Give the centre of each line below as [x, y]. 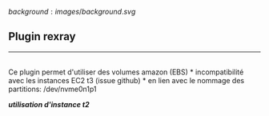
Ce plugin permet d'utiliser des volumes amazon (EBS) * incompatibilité [126, 72]
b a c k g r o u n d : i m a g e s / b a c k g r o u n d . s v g [72, 12]
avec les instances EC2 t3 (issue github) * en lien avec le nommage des [126, 80]
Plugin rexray [42, 36]
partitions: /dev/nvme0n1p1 [53, 89]
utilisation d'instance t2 [49, 104]
